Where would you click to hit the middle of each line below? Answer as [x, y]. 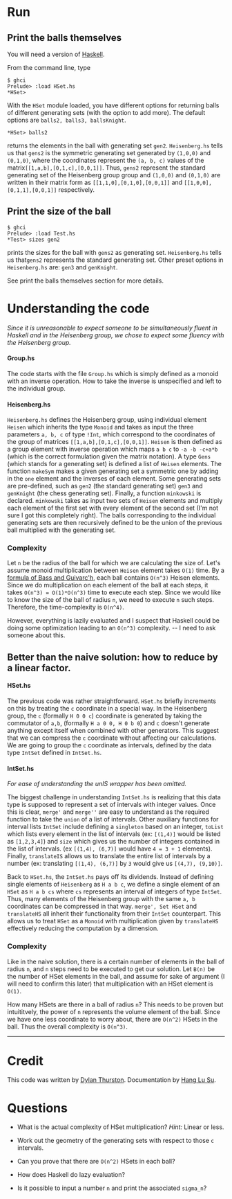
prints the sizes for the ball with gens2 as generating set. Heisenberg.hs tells [115, 252]
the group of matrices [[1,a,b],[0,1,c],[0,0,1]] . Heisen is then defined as [115, 442]
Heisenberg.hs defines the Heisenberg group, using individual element [107, 420]
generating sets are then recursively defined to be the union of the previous [115, 523]
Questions [37, 1108]
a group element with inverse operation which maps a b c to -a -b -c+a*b [113, 449]
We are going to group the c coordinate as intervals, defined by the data [109, 745]
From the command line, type [49, 68]
